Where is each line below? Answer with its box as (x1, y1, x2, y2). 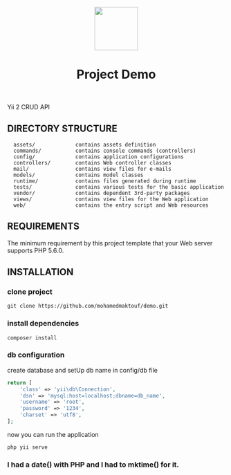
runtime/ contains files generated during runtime (13, 177, 196, 185)
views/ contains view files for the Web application (13, 196, 209, 203)
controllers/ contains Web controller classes (13, 159, 172, 166)
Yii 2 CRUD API (7, 102, 50, 111)
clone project (7, 287, 53, 297)
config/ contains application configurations (13, 153, 185, 160)
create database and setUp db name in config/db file (7, 366, 158, 374)
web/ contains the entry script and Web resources (13, 201, 209, 209)
